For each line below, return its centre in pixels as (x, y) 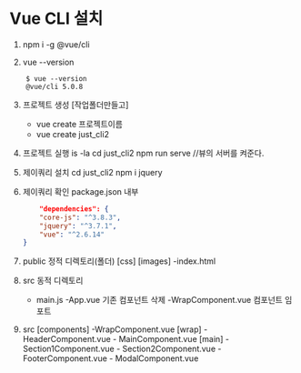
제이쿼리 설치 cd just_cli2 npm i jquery (92, 172)
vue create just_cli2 (72, 134)
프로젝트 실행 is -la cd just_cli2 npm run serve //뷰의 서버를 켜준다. (143, 153)
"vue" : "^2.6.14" (72, 234)
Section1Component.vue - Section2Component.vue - (122, 349)
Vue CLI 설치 (56, 19)
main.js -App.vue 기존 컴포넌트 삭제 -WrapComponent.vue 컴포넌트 (160, 300)
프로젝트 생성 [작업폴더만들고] (75, 105)
